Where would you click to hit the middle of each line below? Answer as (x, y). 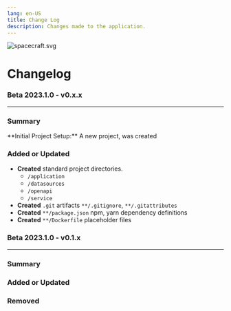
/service (40, 199)
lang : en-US (24, 13)
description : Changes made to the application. (77, 26)
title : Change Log (33, 20)
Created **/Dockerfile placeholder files (74, 220)
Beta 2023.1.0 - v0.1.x (44, 238)
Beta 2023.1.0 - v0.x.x (45, 95)
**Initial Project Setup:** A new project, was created (82, 136)
